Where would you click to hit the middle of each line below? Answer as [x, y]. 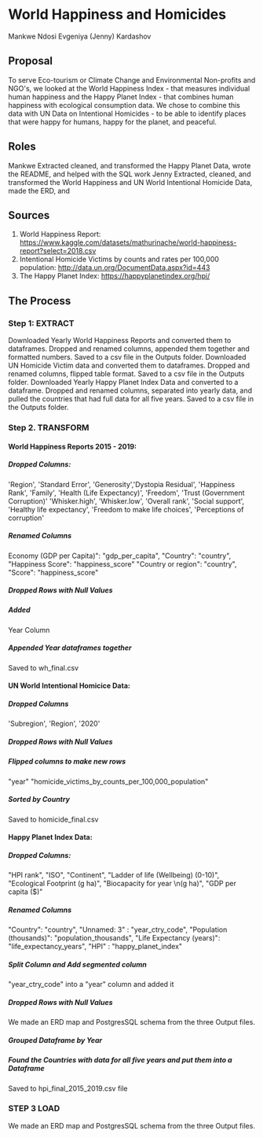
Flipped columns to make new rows [67, 762]
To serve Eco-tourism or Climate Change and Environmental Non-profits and [132, 79]
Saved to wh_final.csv [44, 667]
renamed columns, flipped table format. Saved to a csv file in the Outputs [126, 374]
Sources [29, 215]
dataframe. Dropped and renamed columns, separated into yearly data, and [130, 390]
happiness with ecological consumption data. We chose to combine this [124, 105]
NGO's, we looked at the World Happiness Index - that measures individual [129, 88]
